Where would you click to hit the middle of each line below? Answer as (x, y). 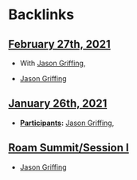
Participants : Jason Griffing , (67, 123)
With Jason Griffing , (53, 63)
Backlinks (41, 15)
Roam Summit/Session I (68, 148)
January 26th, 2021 (58, 104)
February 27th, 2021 (60, 44)
